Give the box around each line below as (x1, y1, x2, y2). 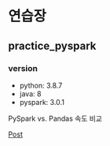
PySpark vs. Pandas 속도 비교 (8, 114, 102, 123)
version (8, 62, 38, 73)
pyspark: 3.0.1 (19, 97, 65, 107)
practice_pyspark (8, 39, 97, 52)
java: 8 (19, 88, 42, 99)
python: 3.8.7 (19, 80, 63, 90)
